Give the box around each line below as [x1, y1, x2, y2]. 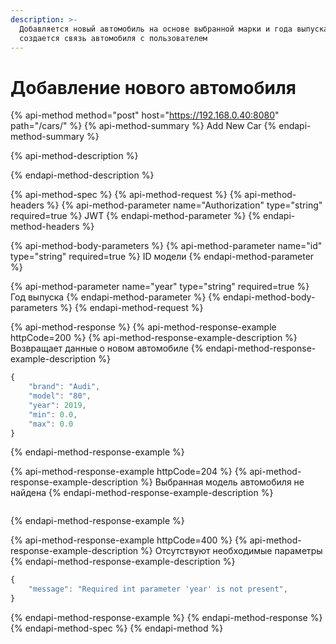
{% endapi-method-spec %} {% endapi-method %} [10, 622, 224, 635]
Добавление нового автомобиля [10, 76, 297, 99]
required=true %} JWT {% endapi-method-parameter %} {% [10, 210, 262, 222]
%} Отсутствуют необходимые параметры [140, 545, 323, 557]
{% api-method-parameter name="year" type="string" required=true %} [10, 281, 310, 293]
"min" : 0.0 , [28, 409, 78, 420]
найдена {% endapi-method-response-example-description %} [10, 487, 274, 499]
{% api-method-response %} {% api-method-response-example [10, 321, 277, 333]
